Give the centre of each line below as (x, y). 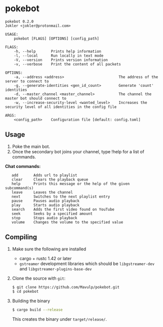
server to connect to (27, 81)
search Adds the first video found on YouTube (63, 209)
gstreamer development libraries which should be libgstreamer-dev (87, 264)
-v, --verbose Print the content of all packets (67, 64)
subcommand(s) (20, 188)
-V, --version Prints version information (61, 60)
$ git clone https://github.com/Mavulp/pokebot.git (66, 287)
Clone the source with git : (39, 278)
